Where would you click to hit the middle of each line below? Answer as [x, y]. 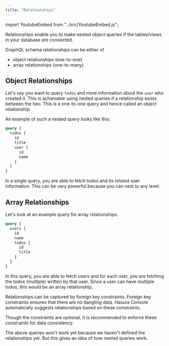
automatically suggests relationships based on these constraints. [73, 307]
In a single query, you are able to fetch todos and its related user [73, 181]
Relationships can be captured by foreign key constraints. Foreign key [78, 297]
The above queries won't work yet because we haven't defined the [75, 333]
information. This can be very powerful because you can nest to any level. [83, 186]
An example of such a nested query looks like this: [58, 119]
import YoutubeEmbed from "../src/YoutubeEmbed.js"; [62, 24]
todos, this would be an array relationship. [49, 287]
